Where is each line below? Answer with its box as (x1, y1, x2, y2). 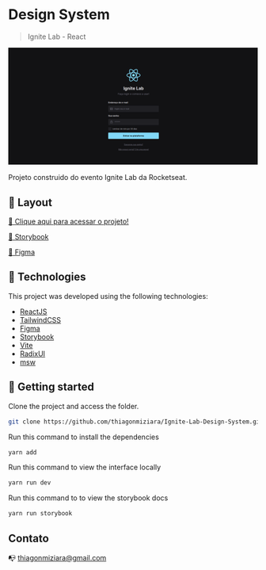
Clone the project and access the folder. (8, 401, 139, 411)
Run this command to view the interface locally (8, 462, 161, 472)
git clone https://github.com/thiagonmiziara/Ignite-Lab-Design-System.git (8, 418, 264, 426)
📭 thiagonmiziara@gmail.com (8, 553, 107, 562)
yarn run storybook (8, 510, 73, 518)
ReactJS (19, 307, 47, 316)
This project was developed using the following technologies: (8, 291, 208, 300)
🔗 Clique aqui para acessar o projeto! (8, 216, 129, 226)
